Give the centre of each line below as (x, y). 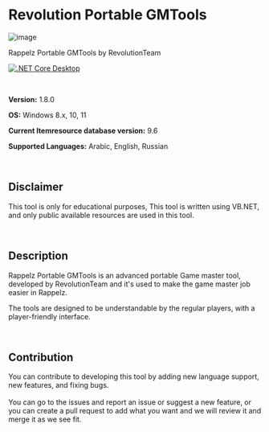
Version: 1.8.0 (31, 99)
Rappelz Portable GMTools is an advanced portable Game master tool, (124, 275)
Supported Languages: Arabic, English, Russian (88, 146)
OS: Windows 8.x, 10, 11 (47, 115)
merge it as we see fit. (45, 419)
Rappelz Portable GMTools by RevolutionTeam (85, 52)
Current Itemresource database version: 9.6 (83, 130)
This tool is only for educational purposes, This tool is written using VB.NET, (134, 206)
